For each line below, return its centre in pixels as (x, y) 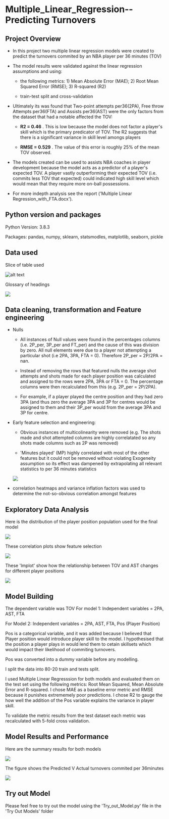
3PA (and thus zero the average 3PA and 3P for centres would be (88, 402)
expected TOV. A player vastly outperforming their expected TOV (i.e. (85, 173)
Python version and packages (53, 215)
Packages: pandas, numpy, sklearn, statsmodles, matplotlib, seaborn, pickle (84, 236)
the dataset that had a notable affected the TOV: (62, 117)
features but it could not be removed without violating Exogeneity (88, 458)
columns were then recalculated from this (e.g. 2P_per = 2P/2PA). (88, 387)
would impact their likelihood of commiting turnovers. (61, 650)
